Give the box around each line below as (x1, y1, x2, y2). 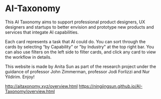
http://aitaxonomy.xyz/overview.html (5, 83, 78, 89)
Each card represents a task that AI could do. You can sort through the (5, 38, 146, 44)
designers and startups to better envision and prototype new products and (5, 24, 154, 30)
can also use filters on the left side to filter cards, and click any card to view (5, 49, 156, 55)
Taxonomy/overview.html (5, 88, 55, 94)
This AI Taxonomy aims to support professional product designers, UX (5, 19, 145, 25)
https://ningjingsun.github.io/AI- (79, 83, 143, 89)
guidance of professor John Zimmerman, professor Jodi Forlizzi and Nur (5, 68, 150, 74)
